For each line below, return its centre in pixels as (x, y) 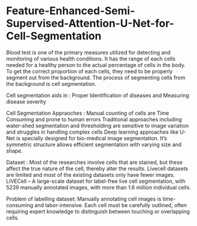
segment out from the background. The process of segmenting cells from (96, 78)
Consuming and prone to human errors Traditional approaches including (94, 119)
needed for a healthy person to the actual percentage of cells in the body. (96, 65)
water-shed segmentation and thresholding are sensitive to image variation (98, 125)
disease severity (26, 101)
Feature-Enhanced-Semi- (70, 11)
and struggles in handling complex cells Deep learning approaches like (92, 132)
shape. (14, 151)
